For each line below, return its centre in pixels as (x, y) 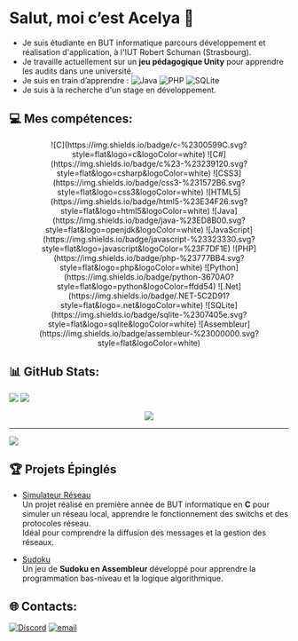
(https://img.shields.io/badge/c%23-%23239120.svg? (149, 163)
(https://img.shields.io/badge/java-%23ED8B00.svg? (149, 220)
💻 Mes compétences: (71, 119)
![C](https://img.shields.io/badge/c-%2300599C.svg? (149, 145)
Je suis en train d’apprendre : (75, 80)
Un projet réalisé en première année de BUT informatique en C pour (146, 504)
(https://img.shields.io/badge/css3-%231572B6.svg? (149, 182)
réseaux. (38, 542)
